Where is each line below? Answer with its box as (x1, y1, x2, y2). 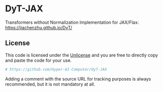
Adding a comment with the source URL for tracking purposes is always (5, 76, 152, 82)
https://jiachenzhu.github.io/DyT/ (5, 24, 73, 30)
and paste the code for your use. (5, 57, 72, 63)
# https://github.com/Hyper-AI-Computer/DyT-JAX (5, 67, 107, 72)
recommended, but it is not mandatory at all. (5, 81, 95, 87)
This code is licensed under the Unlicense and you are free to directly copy (5, 52, 158, 58)
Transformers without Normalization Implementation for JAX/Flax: (5, 19, 139, 25)
